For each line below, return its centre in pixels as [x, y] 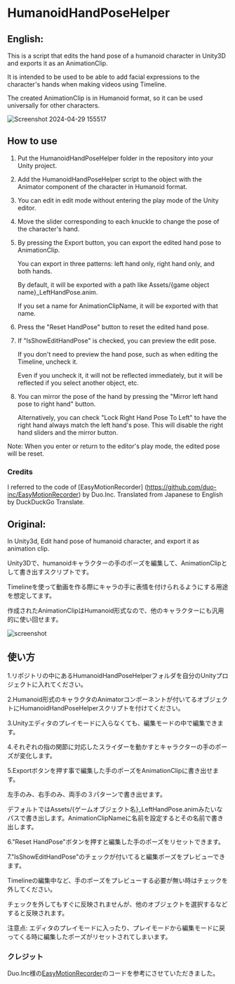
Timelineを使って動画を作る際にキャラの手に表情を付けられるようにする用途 [118, 587]
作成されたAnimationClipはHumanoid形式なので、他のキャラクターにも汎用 [116, 611]
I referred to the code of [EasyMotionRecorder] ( [77, 487]
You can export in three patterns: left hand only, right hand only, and [116, 263]
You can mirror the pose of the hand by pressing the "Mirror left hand [117, 396]
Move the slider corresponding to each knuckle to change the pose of [118, 221]
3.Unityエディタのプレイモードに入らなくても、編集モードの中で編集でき [112, 723]
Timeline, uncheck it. [48, 362]
